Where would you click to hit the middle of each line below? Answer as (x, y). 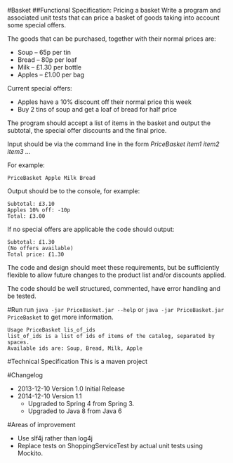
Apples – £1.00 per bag (51, 74)
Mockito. (30, 453)
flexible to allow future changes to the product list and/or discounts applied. (117, 275)
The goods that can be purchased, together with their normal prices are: (112, 39)
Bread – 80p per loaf (47, 60)
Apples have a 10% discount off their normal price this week (104, 102)
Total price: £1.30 (36, 254)
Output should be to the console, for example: (74, 191)
